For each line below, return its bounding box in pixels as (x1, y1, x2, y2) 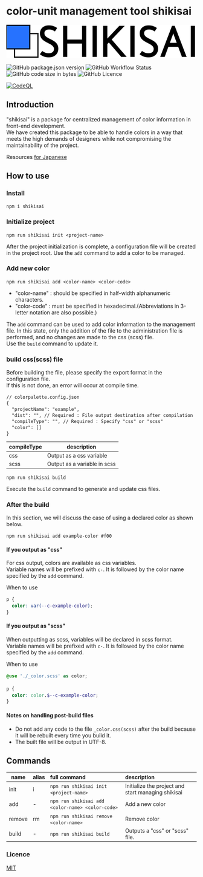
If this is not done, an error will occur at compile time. (6, 382, 139, 389)
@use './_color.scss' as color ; (6, 672, 88, 679)
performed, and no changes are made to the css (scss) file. (6, 333, 154, 340)
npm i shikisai (6, 203, 45, 210)
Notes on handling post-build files (6, 711, 94, 719)
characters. (14, 296, 44, 303)
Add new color (6, 264, 50, 273)
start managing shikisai (124, 789, 183, 796)
